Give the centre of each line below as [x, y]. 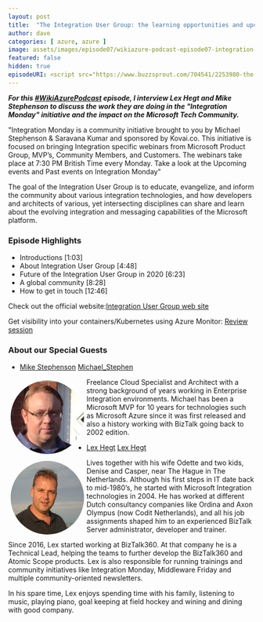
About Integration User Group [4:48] [78, 266]
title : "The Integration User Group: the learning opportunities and [126, 25]
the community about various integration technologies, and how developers [130, 195]
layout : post [29, 16]
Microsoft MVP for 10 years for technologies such [166, 408]
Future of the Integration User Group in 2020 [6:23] [102, 274]
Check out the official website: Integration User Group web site [109, 306]
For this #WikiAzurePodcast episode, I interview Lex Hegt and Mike [120, 97]
